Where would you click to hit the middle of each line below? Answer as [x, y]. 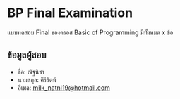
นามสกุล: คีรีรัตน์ [37, 79]
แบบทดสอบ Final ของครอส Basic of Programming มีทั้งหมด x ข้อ [90, 32]
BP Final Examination [70, 13]
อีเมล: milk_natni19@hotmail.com [64, 87]
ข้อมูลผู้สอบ [27, 55]
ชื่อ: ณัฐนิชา [31, 72]
